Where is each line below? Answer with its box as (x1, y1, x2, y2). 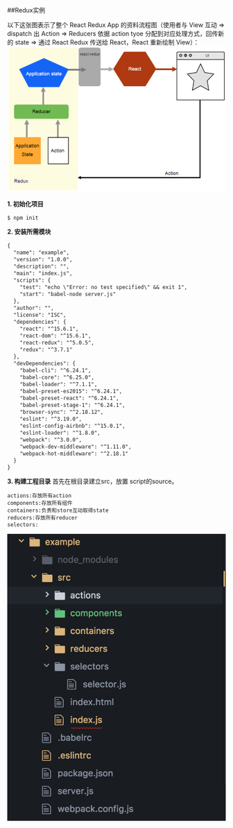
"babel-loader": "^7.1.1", (19, 381, 98, 388)
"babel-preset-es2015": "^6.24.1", (19, 388, 123, 395)
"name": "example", (13, 249, 70, 257)
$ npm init (7, 214, 39, 222)
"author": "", (13, 304, 54, 312)
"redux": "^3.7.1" (19, 346, 73, 354)
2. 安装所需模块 (7, 227, 51, 236)
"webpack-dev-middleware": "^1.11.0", (19, 443, 132, 451)
